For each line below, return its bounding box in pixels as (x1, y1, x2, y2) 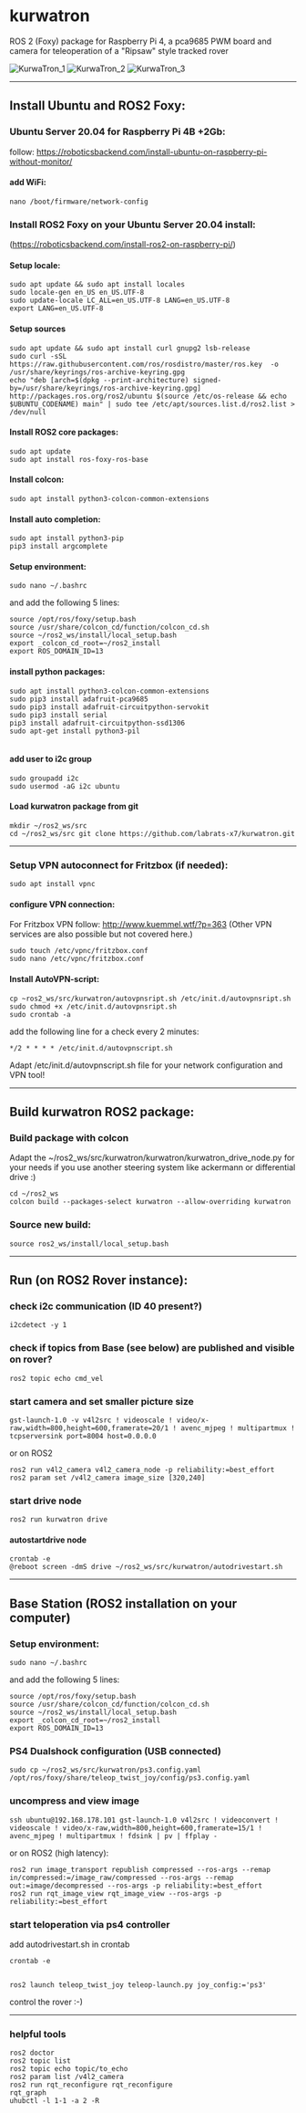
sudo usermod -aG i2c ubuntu (9, 781, 120, 790)
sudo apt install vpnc (9, 880, 96, 889)
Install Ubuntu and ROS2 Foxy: (9, 98, 186, 114)
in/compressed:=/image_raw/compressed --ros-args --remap (9, 1873, 234, 1882)
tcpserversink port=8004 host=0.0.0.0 (9, 1431, 157, 1440)
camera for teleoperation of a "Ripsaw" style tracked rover (9, 45, 229, 56)
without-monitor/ (9, 156, 73, 167)
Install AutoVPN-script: (9, 974, 100, 985)
